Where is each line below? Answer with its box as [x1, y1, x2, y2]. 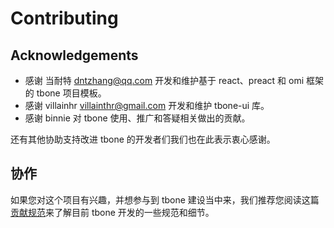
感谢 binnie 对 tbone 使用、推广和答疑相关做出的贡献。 [24, 112, 251, 124]
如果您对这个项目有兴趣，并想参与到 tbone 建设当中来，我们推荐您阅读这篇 [10, 193, 320, 206]
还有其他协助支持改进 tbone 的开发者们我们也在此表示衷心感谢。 [10, 133, 276, 145]
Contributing [10, 7, 119, 30]
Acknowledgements [10, 47, 139, 64]
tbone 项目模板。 [36, 87, 107, 99]
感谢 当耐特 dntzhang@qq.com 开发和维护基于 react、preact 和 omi [24, 75, 305, 86]
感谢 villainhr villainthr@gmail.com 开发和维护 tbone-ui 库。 [24, 100, 270, 111]
